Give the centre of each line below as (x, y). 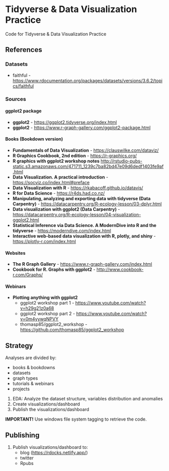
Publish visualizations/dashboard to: (50, 447)
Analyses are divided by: (31, 358)
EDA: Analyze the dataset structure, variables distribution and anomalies (88, 399)
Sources (16, 99)
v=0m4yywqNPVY (39, 319)
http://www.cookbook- (120, 270)
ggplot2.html (26, 220)
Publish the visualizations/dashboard (51, 409)
